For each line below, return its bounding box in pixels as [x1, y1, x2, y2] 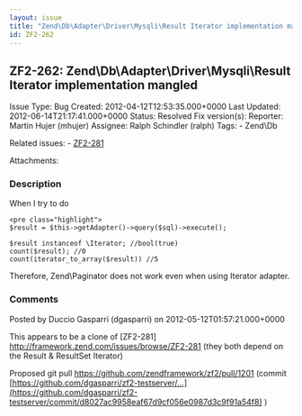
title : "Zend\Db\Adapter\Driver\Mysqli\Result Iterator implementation [9, 22, 283, 31]
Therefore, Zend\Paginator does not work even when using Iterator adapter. [9, 271, 290, 282]
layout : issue [9, 13, 63, 23]
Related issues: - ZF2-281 [9, 138, 105, 149]
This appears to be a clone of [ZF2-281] [9, 330, 157, 342]
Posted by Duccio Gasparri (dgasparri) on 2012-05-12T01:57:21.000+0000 [9, 313, 286, 324]
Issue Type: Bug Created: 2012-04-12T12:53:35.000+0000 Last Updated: [9, 101, 281, 113]
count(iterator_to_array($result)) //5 [9, 255, 159, 264]
